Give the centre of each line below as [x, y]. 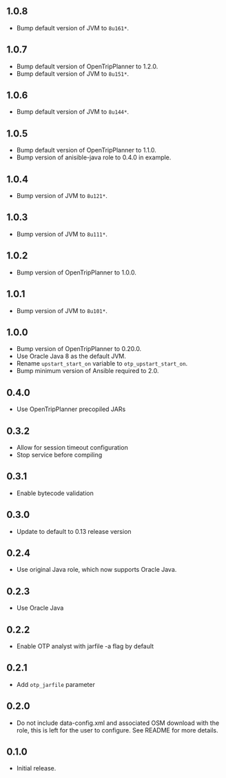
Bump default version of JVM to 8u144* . [72, 112]
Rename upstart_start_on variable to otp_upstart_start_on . [102, 363]
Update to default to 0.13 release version [74, 531]
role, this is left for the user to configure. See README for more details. [117, 730]
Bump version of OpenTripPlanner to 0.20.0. [79, 349]
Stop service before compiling [59, 455]
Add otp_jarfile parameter [56, 684]
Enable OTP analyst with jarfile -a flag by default [85, 646]
